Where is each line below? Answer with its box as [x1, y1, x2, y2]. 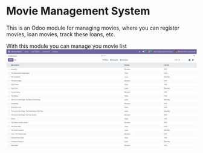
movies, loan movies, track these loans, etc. [6, 30, 116, 37]
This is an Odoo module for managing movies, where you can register [6, 24, 180, 31]
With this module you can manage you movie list [6, 42, 127, 50]
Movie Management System [6, 4, 150, 18]
